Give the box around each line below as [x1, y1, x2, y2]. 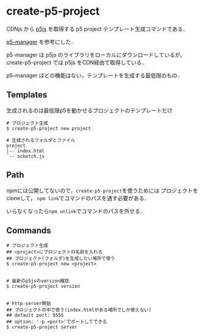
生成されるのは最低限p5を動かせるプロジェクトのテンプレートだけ [6, 107, 173, 114]
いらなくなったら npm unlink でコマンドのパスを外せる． [6, 207, 146, 215]
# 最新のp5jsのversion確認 [6, 278, 69, 284]
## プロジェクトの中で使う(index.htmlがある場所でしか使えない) [6, 307, 152, 313]
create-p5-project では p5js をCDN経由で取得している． [6, 59, 147, 66]
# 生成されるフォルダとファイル [6, 137, 76, 143]
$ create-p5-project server [6, 324, 78, 331]
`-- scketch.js [6, 153, 45, 159]
